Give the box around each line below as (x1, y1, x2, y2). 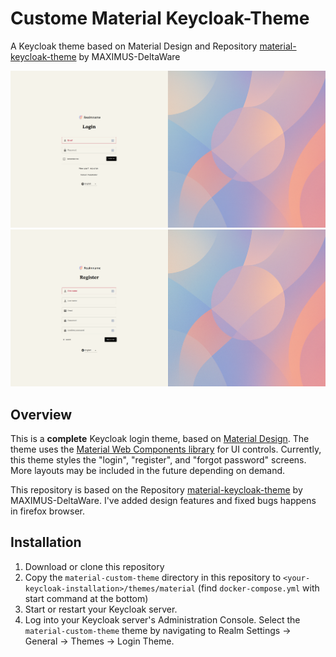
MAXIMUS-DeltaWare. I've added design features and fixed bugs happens (10, 495, 317, 507)
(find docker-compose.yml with (197, 582, 320, 594)
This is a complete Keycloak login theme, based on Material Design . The (10, 433, 310, 445)
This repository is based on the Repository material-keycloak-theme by (10, 484, 303, 496)
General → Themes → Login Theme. (24, 635, 175, 647)
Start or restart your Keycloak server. (24, 603, 178, 615)
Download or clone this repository (24, 560, 165, 572)
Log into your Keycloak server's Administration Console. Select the (24, 613, 301, 626)
